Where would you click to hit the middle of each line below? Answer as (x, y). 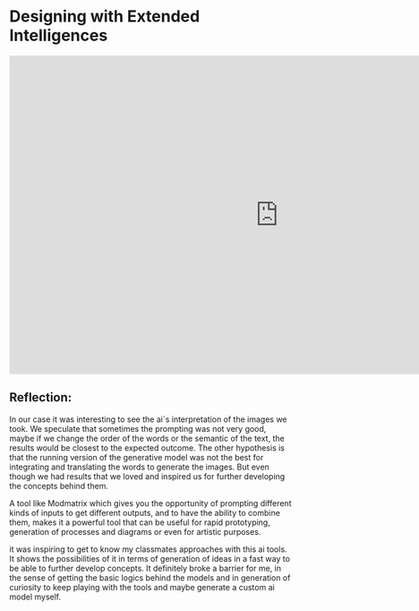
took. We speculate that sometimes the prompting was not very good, (138, 428)
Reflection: (41, 397)
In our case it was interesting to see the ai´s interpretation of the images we (149, 419)
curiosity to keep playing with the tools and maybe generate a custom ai (142, 587)
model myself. (35, 597)
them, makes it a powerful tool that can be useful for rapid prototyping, (140, 522)
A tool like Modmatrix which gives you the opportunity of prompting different (150, 503)
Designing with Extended (105, 17)
